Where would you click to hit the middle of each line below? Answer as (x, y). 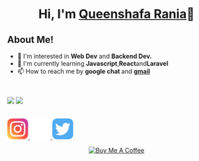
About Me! (31, 40)
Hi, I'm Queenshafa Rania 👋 (116, 14)
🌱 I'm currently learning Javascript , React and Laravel (93, 64)
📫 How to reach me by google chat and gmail (84, 71)
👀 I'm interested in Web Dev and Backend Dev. (85, 56)
